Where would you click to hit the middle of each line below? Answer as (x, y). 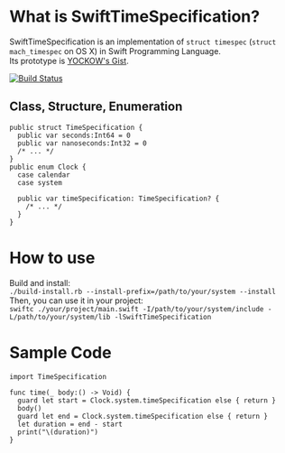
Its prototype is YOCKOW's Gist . (69, 60)
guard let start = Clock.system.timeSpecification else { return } (147, 400)
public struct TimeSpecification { (76, 127)
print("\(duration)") (58, 432)
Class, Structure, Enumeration (96, 107)
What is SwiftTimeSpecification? (134, 17)
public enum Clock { (48, 167)
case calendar (44, 175)
